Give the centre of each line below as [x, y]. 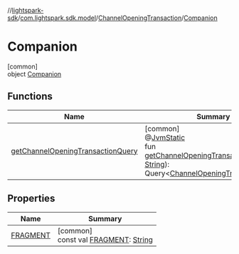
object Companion [34, 73]
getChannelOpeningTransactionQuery [74, 151]
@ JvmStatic [165, 137]
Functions [30, 97]
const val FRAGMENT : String [105, 240]
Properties [31, 199]
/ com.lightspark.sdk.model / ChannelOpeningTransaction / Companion [118, 18]
